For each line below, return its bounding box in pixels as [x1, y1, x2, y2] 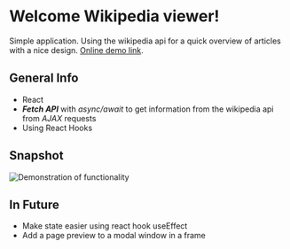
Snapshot [9, 148, 64, 163]
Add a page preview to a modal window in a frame [21, 230, 207, 241]
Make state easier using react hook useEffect [21, 221, 188, 231]
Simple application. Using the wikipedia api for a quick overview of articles [9, 35, 281, 46]
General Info [9, 71, 79, 86]
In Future [9, 197, 59, 212]
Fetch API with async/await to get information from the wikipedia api [21, 104, 274, 114]
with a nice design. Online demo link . [9, 44, 144, 55]
